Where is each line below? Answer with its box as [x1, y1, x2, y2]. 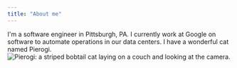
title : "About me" [7, 10, 62, 18]
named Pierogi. [7, 45, 52, 53]
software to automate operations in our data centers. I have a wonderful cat [7, 37, 229, 46]
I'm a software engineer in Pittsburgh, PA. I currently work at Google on [7, 30, 216, 38]
